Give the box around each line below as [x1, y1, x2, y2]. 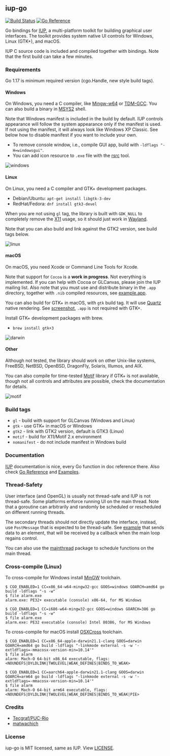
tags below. [5, 231, 29, 237]
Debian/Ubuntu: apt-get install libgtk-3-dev [12, 195, 111, 201]
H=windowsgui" [12, 148, 43, 153]
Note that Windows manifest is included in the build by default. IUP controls [5, 116, 163, 122]
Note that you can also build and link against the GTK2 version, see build [5, 225, 157, 232]
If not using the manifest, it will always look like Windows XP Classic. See [5, 126, 158, 133]
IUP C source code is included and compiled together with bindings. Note [5, 48, 159, 54]
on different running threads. [5, 509, 65, 515]
